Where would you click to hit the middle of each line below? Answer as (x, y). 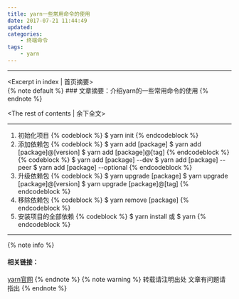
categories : (25, 34)
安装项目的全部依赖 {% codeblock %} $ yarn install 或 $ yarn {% (112, 216)
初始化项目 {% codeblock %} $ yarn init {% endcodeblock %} (108, 135)
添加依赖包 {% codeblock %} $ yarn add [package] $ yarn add (109, 144)
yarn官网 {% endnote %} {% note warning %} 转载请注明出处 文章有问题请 (117, 280)
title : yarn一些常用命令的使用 (49, 14)
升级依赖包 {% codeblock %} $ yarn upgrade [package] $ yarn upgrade (123, 176)
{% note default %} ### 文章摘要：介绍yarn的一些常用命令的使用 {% (108, 91)
